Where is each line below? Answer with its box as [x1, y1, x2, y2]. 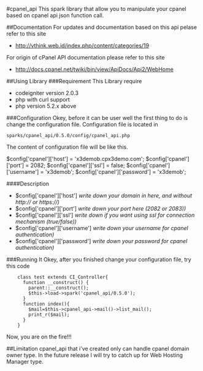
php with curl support [15, 96, 71, 103]
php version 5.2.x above [15, 102, 77, 110]
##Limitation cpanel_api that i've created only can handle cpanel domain [6, 345, 190, 352]
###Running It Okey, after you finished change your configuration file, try [6, 256, 191, 263]
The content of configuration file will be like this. [6, 143, 129, 151]
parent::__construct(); [28, 285, 89, 291]
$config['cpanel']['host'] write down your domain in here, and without [15, 192, 193, 199]
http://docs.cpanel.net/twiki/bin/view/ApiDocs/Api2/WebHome [15, 66, 174, 73]
